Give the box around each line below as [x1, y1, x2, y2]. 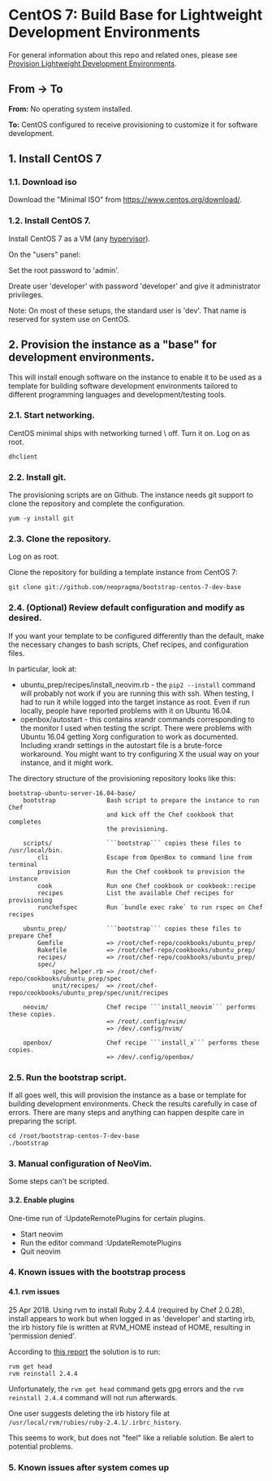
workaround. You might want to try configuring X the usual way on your [19, 749, 260, 758]
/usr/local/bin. [8, 846, 63, 855]
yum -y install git [8, 515, 75, 523]
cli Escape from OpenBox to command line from [37, 853, 253, 861]
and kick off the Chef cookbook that [106, 811, 234, 819]
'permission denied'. [8, 1330, 77, 1341]
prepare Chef [8, 931, 53, 940]
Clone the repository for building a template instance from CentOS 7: [8, 568, 238, 578]
